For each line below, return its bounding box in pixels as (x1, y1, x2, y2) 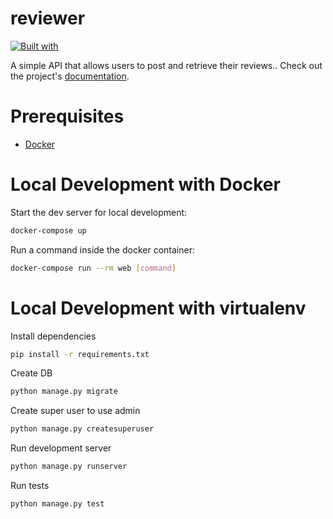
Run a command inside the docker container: (10, 243, 195, 256)
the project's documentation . (10, 70, 130, 82)
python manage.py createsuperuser (10, 424, 155, 434)
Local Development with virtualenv (10, 297, 307, 319)
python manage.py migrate (10, 387, 118, 397)
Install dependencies (10, 330, 97, 342)
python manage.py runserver (10, 462, 128, 472)
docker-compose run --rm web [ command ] (10, 263, 177, 273)
